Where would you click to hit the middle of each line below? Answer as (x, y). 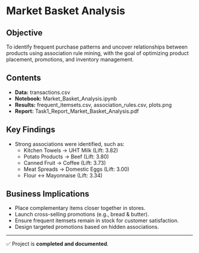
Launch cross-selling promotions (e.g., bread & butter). (82, 215)
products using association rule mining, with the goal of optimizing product (97, 53)
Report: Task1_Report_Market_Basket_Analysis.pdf (77, 111)
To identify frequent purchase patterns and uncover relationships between (97, 47)
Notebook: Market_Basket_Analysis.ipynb (66, 98)
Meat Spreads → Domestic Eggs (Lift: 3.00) (76, 169)
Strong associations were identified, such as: (70, 144)
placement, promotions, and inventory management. (70, 59)
